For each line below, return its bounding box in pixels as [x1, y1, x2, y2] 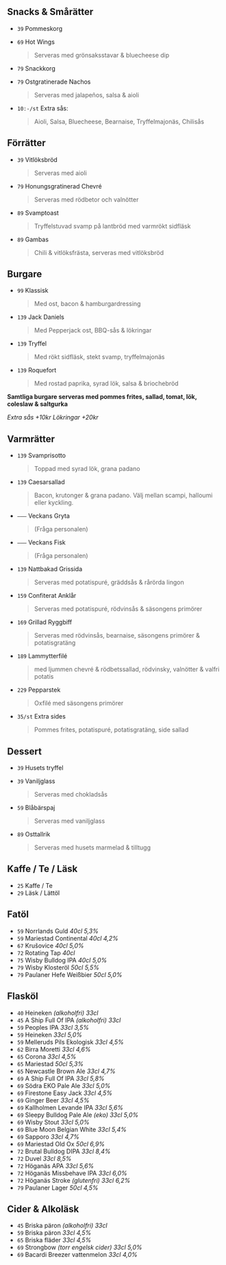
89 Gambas [16, 235, 49, 243]
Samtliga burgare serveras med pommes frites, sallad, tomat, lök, [7, 393, 197, 401]
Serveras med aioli [34, 169, 87, 177]
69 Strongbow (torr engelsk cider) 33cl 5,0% [16, 1243, 142, 1251]
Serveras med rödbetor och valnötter [34, 195, 139, 204]
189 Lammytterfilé [16, 652, 68, 660]
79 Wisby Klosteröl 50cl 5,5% [16, 963, 99, 972]
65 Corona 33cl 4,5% [16, 1052, 77, 1061]
